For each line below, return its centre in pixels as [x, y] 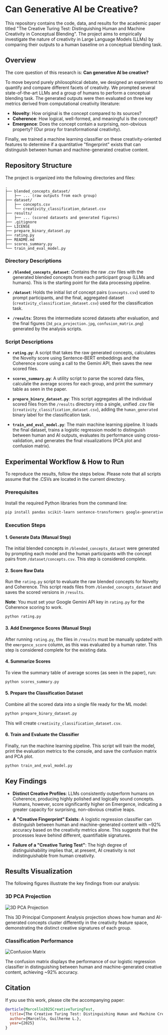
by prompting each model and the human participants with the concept [78, 554]
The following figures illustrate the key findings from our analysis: [72, 883]
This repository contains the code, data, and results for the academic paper [83, 23]
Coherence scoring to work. [34, 607]
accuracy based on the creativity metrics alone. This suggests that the [85, 830]
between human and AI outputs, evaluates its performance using [79, 435]
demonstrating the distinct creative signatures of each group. [68, 927]
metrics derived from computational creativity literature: [63, 103]
